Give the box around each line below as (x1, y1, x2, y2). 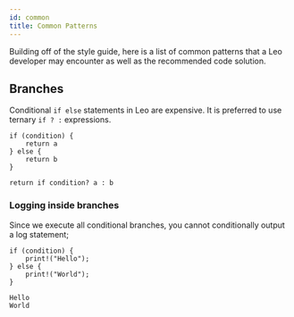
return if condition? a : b (9, 179, 114, 188)
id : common (9, 13, 50, 22)
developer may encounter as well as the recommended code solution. (9, 55, 266, 66)
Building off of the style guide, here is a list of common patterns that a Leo (9, 46, 283, 56)
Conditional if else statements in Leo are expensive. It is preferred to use (9, 104, 282, 116)
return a (25, 139, 58, 148)
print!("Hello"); (25, 254, 90, 263)
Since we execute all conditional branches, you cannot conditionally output (9, 220, 286, 230)
